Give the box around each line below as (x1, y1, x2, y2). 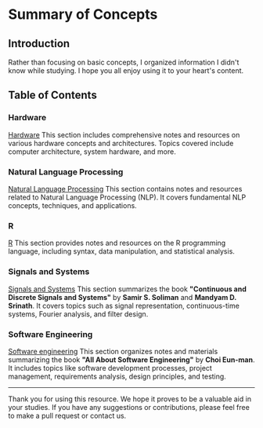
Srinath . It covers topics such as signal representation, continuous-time (8, 301, 240, 310)
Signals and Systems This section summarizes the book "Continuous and (8, 284, 247, 294)
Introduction (8, 37, 70, 50)
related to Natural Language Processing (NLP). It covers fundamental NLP (8, 192, 247, 202)
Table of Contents (8, 89, 98, 102)
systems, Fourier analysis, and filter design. (8, 309, 149, 319)
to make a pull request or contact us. (8, 411, 127, 420)
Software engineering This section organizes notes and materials (8, 346, 218, 356)
